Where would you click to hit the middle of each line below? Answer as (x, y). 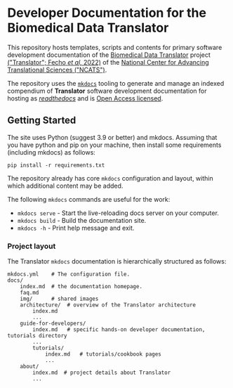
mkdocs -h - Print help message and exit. (76, 228)
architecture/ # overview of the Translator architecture (108, 305)
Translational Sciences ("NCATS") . (57, 70)
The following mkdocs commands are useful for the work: (89, 199)
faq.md (29, 293)
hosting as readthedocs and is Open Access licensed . (85, 98)
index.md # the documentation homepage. (81, 287)
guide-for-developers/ (53, 324)
